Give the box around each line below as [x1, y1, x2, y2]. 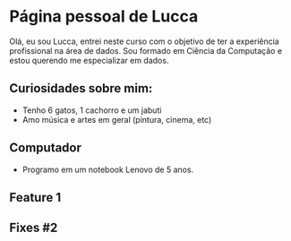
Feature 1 [9, 190, 61, 205]
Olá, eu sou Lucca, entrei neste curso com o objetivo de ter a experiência [9, 36, 279, 47]
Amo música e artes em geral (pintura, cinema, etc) [21, 114, 212, 125]
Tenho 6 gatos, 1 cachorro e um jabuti [21, 105, 162, 116]
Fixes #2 [9, 220, 58, 236]
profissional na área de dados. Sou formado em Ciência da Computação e [9, 45, 283, 56]
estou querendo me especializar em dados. [9, 55, 169, 65]
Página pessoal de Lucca [9, 6, 199, 27]
